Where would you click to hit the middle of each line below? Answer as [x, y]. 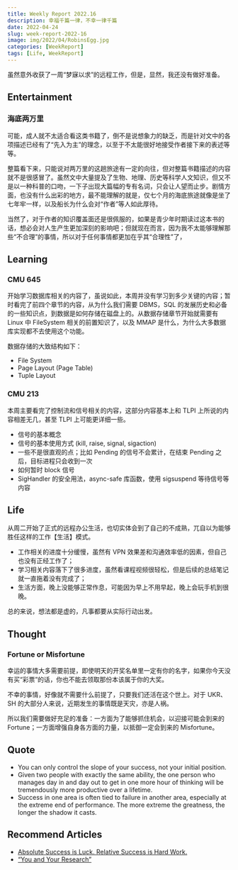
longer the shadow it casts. [57, 812]
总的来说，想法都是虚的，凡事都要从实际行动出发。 [82, 611]
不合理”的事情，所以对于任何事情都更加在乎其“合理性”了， [101, 236]
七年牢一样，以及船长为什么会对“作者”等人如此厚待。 [85, 203]
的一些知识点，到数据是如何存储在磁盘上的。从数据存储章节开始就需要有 [113, 313]
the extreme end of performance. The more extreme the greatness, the [121, 805]
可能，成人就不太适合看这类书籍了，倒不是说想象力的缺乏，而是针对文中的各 [119, 135]
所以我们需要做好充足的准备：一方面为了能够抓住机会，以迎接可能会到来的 [116, 719]
